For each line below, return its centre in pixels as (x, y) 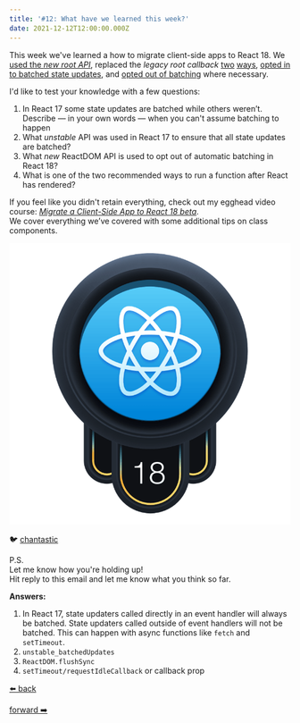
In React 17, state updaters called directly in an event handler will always (154, 613)
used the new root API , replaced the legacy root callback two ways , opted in (150, 64)
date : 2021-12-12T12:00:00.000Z (69, 28)
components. (33, 230)
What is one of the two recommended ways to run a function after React (155, 175)
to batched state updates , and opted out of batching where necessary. (139, 74)
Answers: (28, 596)
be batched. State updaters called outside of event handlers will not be (152, 623)
